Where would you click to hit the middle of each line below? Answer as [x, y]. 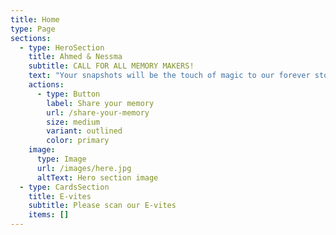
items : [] [49, 215]
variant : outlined [84, 131]
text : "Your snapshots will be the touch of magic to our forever [169, 76]
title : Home [35, 19]
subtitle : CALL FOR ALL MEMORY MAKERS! [111, 66]
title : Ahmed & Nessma [75, 57]
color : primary [78, 141]
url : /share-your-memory [98, 112]
